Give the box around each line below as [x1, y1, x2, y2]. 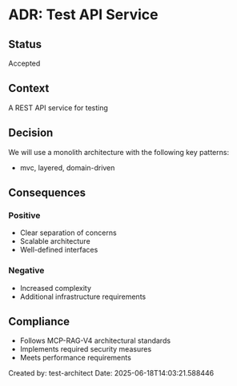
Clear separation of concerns [19, 228, 118, 237]
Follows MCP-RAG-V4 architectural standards [19, 336, 171, 345]
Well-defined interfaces [19, 245, 98, 255]
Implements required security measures [19, 344, 152, 354]
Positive [8, 209, 41, 221]
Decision [8, 126, 54, 140]
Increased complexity [19, 283, 92, 292]
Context [8, 82, 50, 95]
